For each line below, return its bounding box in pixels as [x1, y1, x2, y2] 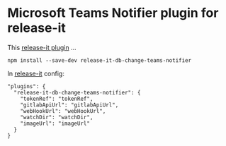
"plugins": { [7, 83, 46, 90]
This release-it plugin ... [7, 43, 77, 51]
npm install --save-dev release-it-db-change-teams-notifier [7, 56, 192, 64]
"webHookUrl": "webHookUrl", [20, 107, 106, 114]
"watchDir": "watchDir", [20, 114, 94, 121]
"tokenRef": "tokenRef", [20, 95, 94, 102]
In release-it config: [7, 69, 65, 78]
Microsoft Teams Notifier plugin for [7, 5, 219, 21]
